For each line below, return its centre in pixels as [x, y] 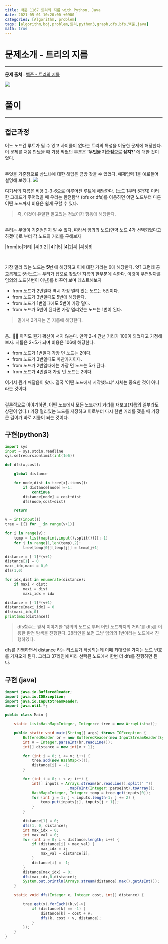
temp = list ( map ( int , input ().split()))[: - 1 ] [61, 538]
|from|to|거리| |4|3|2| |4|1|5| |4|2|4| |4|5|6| [49, 247]
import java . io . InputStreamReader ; [42, 701]
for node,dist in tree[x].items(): [51, 483]
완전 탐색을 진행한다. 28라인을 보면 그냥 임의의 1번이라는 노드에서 [90, 633]
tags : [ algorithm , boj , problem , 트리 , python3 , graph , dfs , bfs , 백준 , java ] [77, 24]
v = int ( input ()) [23, 520]
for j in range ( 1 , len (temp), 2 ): [48, 543]
